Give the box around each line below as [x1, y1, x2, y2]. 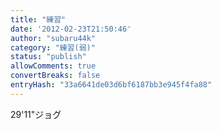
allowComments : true [10, 61, 97, 71]
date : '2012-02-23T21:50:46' [10, 24, 132, 34]
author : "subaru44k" [10, 33, 97, 43]
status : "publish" [10, 52, 87, 62]
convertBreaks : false [10, 71, 101, 81]
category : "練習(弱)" [10, 42, 96, 53]
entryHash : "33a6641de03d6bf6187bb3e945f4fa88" [10, 80, 213, 90]
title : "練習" [10, 14, 67, 25]
